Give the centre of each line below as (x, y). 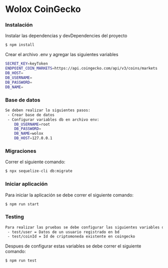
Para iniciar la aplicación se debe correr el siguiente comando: (69, 195)
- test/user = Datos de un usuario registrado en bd (63, 232)
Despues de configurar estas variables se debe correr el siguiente (73, 246)
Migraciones (21, 151)
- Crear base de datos (31, 115)
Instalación (19, 25)
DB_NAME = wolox (29, 134)
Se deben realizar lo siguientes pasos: (48, 110)
